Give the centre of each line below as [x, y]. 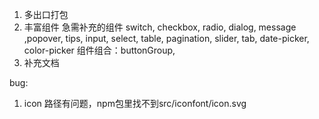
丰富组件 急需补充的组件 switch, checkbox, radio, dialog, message [160, 27]
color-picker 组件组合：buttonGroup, [99, 50]
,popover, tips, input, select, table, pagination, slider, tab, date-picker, [166, 38]
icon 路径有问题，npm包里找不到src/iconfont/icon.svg [135, 103]
